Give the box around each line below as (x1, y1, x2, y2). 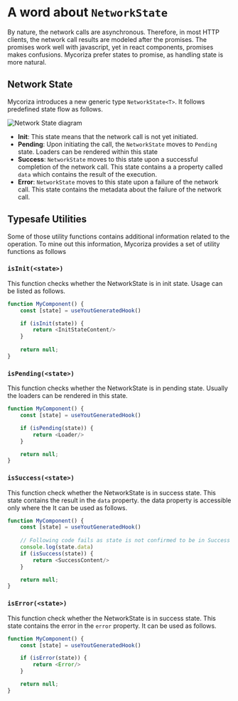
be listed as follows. (7, 287, 66, 295)
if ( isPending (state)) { (20, 424, 94, 431)
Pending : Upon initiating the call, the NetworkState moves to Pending (17, 140, 218, 148)
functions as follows (7, 247, 66, 255)
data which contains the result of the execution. (17, 170, 158, 178)
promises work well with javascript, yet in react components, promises (7, 43, 214, 51)
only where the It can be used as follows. (7, 503, 128, 512)
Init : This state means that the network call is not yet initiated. (17, 132, 198, 140)
